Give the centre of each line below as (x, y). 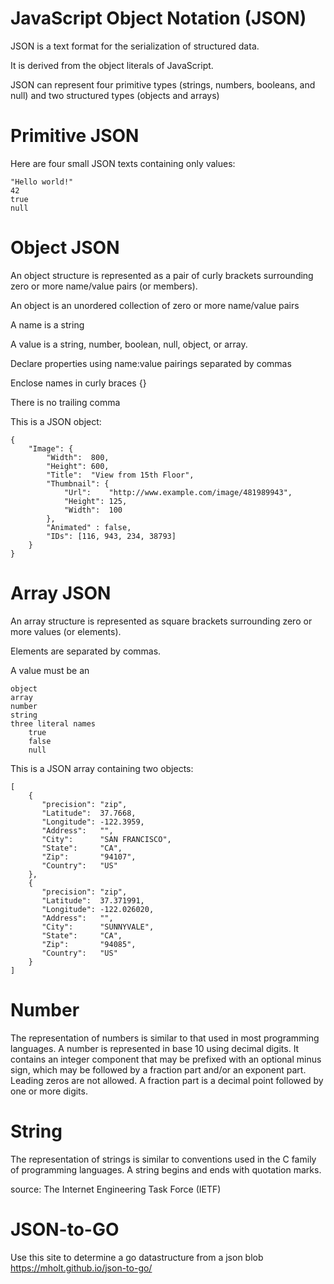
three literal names (53, 723)
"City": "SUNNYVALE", (98, 927)
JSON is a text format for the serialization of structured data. (135, 46)
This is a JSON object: (56, 421)
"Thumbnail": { (78, 483)
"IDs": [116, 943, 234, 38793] (111, 536)
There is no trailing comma (65, 402)
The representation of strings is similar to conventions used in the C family (163, 1159)
